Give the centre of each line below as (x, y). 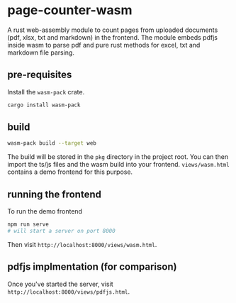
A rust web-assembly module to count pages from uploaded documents (113, 30)
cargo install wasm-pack (44, 105)
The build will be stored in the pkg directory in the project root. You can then (118, 157)
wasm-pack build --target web (52, 143)
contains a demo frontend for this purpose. (70, 172)
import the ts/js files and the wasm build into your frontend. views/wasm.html (118, 165)
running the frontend (54, 194)
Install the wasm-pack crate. (46, 92)
